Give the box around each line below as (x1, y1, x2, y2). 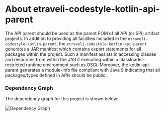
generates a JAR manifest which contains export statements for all (5, 46, 141, 52)
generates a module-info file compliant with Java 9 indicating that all (19, 67, 160, 73)
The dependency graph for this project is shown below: (5, 96, 119, 102)
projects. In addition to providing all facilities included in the (5, 36, 127, 41)
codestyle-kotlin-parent (5, 41, 57, 46)
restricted (5, 62, 25, 68)
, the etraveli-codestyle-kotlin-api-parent (56, 40, 147, 46)
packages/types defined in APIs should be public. (5, 72, 107, 78)
